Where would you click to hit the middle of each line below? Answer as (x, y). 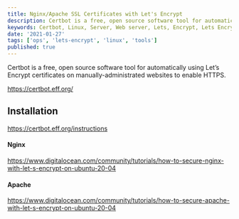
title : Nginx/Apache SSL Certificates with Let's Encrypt (95, 14)
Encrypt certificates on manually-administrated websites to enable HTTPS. (117, 75)
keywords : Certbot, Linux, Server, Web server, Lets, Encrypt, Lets (111, 27)
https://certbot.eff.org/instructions (58, 128)
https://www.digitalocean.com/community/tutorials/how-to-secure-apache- (118, 200)
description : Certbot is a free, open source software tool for (105, 21)
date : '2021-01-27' (36, 34)
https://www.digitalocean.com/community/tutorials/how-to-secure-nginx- (116, 161)
